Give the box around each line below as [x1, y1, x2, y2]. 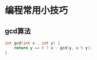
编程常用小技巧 [5, 5, 68, 16]
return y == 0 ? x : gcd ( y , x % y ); [14, 45, 93, 50]
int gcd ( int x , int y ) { [5, 41, 60, 46]
